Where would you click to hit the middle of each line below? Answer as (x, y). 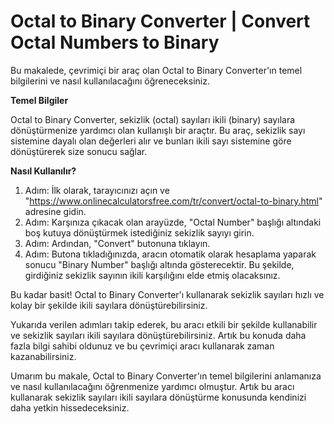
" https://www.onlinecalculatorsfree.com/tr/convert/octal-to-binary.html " (173, 201)
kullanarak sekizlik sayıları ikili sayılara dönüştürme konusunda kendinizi (158, 397)
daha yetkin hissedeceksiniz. (70, 407)
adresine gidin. (55, 211)
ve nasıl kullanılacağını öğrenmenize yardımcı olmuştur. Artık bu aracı (152, 386)
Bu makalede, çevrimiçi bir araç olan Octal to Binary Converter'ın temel (156, 70)
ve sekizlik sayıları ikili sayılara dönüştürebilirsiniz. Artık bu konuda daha (158, 335)
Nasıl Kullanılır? (43, 171)
